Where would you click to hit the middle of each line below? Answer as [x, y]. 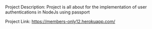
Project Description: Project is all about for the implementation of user [76, 7]
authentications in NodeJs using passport [48, 12]
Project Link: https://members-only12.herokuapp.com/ [60, 22]
